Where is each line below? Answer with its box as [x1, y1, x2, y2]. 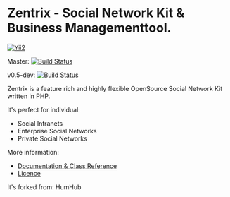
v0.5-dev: [7, 71, 36, 79]
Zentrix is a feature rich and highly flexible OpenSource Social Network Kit [7, 84, 223, 92]
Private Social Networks [17, 134, 88, 143]
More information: [7, 148, 60, 156]
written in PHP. [7, 92, 51, 100]
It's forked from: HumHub [7, 182, 82, 191]
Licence [17, 169, 41, 177]
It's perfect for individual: [7, 105, 81, 114]
